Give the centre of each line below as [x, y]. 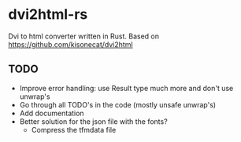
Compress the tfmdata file [74, 129]
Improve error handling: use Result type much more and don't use [126, 88]
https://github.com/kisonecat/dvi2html [70, 44]
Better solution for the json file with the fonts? [93, 121]
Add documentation [52, 113]
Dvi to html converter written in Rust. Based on [84, 36]
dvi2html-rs [48, 15]
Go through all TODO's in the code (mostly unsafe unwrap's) [118, 104]
